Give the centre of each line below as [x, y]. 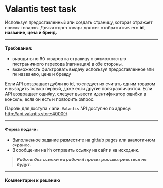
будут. [24, 165]
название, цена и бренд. [31, 32]
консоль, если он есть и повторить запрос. [50, 99]
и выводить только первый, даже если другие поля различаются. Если [79, 89]
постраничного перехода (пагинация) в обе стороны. [67, 64]
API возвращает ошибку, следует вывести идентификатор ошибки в [76, 94]
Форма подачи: [22, 129]
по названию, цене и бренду [41, 74]
